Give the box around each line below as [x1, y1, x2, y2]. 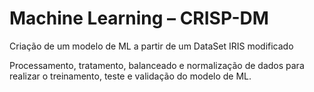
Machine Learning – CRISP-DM [9, 7, 269, 30]
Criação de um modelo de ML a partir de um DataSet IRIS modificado [9, 40, 294, 52]
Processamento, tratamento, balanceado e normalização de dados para [9, 59, 305, 71]
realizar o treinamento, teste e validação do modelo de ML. [9, 70, 252, 82]
